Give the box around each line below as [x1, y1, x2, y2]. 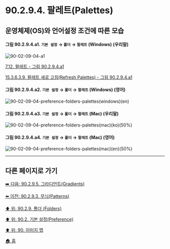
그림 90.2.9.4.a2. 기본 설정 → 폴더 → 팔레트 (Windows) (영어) [5, 87, 125, 93]
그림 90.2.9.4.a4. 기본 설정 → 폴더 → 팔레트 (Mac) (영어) [5, 134, 115, 140]
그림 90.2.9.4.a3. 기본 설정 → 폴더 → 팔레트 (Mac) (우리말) [5, 110, 119, 116]
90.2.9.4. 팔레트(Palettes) [5, 5, 114, 16]
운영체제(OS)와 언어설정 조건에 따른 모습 [5, 26, 124, 35]
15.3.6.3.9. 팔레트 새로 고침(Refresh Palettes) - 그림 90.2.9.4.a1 [5, 74, 133, 80]
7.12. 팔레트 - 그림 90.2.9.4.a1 [5, 63, 64, 69]
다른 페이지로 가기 [5, 167, 58, 175]
